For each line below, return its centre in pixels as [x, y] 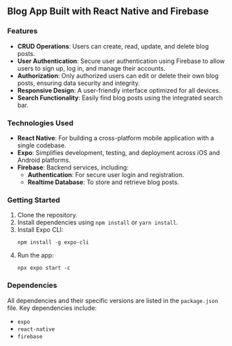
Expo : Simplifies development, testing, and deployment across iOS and [118, 152]
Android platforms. [44, 160]
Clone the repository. [47, 215]
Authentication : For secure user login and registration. [106, 174]
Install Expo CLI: [40, 230]
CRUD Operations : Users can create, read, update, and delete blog [113, 46]
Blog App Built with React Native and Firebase [108, 11]
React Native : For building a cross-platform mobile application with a [116, 138]
